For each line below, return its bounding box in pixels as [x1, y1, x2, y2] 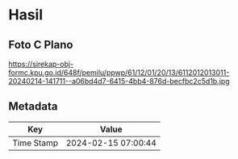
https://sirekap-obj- [8, 59, 74, 69]
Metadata [8, 99, 58, 114]
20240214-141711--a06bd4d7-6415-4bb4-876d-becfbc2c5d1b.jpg [8, 77, 230, 86]
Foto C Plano [8, 38, 73, 52]
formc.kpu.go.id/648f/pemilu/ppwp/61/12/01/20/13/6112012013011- [8, 68, 230, 77]
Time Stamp [12, 137, 59, 149]
